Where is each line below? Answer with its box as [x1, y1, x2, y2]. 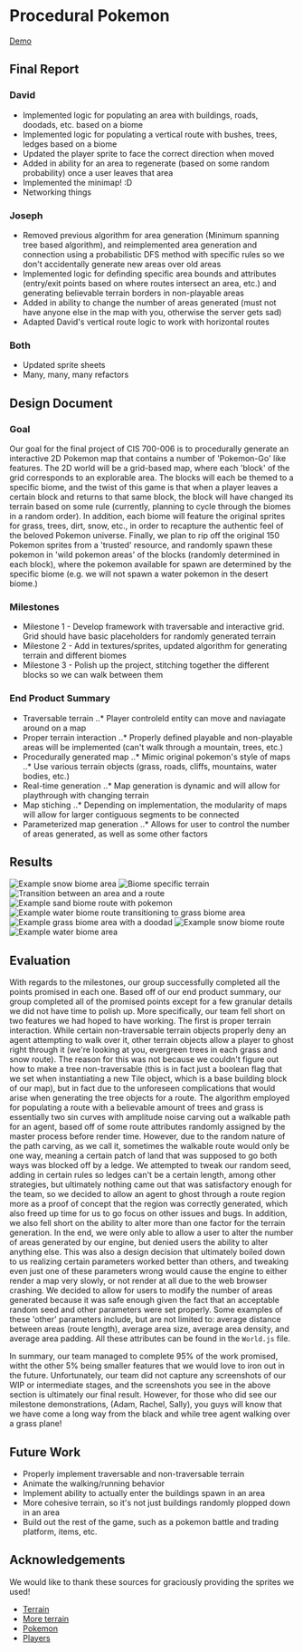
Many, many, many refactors [22, 369, 129, 381]
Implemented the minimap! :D [22, 177, 133, 188]
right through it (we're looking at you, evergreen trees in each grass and [9, 1044, 278, 1056]
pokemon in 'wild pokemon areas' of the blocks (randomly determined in [9, 549, 280, 560]
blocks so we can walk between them [22, 670, 164, 681]
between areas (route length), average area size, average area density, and [9, 1324, 289, 1335]
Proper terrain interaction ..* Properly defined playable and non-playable [22, 731, 293, 743]
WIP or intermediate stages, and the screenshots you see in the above [9, 1379, 271, 1391]
